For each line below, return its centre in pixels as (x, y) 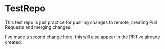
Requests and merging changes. (38, 27)
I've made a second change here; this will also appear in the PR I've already (82, 37)
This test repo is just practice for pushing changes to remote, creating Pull (81, 22)
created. (14, 42)
